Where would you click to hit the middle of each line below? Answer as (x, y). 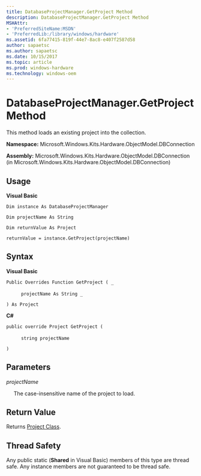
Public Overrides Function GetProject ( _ (60, 282)
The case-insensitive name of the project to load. (74, 393)
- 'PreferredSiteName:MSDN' (41, 29)
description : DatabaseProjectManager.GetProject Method (77, 17)
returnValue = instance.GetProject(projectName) (68, 238)
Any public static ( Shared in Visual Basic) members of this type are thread (98, 460)
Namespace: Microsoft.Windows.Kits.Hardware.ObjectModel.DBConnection (100, 144)
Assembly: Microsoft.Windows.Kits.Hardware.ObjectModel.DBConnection (98, 156)
